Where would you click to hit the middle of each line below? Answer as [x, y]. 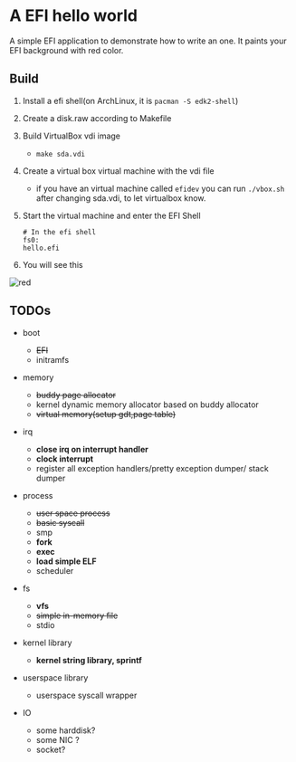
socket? [51, 749]
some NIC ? [57, 739]
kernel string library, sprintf [89, 660]
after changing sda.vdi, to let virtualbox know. [121, 198]
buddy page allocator [76, 395]
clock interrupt [64, 459]
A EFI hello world [74, 16]
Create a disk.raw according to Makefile [97, 118]
